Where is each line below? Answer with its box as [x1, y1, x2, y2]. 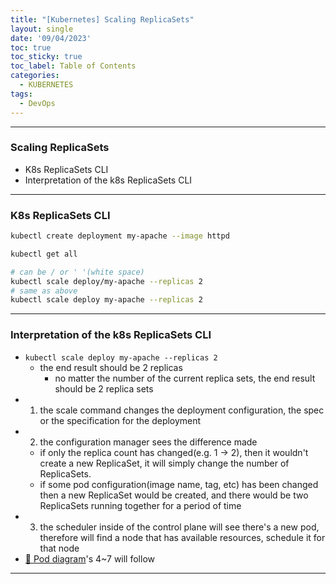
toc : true [10, 42, 52, 53]
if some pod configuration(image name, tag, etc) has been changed [39, 478, 319, 490]
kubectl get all [10, 249, 78, 259]
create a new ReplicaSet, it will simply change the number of [39, 457, 290, 469]
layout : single [10, 24, 74, 34]
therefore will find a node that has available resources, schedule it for [39, 531, 326, 543]
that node [39, 542, 80, 554]
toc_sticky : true [10, 52, 83, 62]
